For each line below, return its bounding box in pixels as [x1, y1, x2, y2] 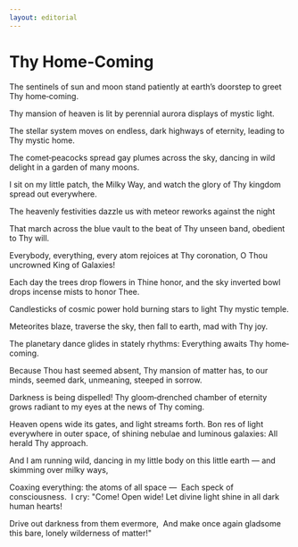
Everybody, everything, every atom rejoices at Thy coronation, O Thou [9, 249, 268, 260]
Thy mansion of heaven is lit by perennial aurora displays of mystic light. [9, 108, 275, 119]
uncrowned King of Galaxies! [9, 259, 116, 270]
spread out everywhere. [9, 189, 97, 199]
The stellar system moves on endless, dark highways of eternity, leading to [9, 125, 286, 136]
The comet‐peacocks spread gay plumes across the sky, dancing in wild [9, 152, 276, 163]
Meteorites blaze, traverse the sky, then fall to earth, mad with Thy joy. [9, 321, 269, 332]
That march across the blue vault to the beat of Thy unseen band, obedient [9, 223, 286, 233]
